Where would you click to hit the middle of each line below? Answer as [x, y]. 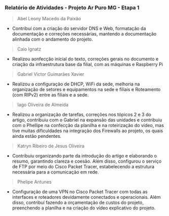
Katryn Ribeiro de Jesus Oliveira [51, 146]
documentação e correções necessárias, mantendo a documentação [84, 34]
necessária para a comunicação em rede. [56, 172]
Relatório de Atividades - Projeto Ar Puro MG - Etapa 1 [72, 8]
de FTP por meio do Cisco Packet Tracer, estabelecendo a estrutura [83, 167]
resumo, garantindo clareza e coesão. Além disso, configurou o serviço [87, 161]
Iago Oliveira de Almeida [43, 105]
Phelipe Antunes [34, 182]
